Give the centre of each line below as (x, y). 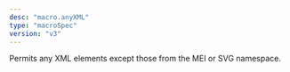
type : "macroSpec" (43, 25)
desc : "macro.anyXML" (49, 17)
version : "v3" (36, 33)
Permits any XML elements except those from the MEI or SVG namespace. (145, 59)
